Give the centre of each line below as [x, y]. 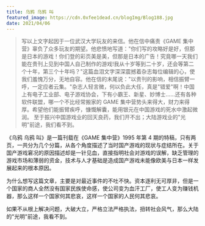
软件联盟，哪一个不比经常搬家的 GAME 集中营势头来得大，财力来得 [106, 102]
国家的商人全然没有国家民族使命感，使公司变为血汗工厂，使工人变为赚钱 [102, 188]
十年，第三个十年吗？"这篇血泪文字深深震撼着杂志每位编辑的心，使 [111, 72]
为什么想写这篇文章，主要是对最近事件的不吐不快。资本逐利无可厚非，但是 [100, 181]
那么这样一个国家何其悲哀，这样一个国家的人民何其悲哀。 [89, 196]
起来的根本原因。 [33, 168]
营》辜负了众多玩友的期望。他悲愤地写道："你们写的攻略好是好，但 [106, 49]
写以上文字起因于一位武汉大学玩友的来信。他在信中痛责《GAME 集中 [107, 41]
